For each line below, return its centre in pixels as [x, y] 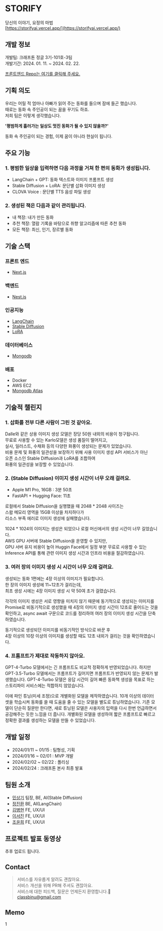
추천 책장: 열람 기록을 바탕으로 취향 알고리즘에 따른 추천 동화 [69, 223]
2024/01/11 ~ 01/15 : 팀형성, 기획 [44, 750]
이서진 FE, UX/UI [28, 816]
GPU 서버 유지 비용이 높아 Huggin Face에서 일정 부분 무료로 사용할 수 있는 [76, 547]
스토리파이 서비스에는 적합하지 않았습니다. [45, 686]
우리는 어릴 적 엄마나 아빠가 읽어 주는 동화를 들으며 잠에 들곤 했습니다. [71, 103]
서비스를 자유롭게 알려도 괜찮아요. [49, 879]
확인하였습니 [143, 636]
